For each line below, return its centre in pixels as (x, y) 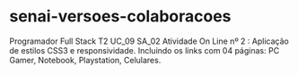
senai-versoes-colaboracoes (120, 16)
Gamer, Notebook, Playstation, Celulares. (85, 60)
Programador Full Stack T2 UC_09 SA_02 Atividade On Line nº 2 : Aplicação (149, 41)
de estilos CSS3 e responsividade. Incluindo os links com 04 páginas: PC (145, 50)
